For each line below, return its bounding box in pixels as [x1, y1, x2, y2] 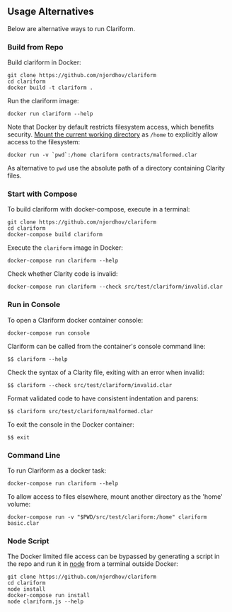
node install [7, 586, 46, 593]
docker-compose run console [7, 329, 91, 337]
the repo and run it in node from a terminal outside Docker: [7, 560, 179, 568]
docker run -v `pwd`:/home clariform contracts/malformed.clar [7, 151, 198, 158]
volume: [7, 500, 31, 508]
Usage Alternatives [7, 6, 94, 18]
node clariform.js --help [7, 598, 83, 606]
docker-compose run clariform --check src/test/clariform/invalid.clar [7, 283, 223, 291]
